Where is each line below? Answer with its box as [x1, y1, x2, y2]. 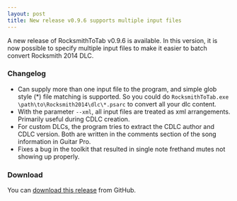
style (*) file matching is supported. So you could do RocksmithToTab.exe [17, 92, 229, 101]
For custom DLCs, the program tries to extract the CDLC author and [17, 122, 214, 130]
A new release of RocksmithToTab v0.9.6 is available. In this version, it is [7, 36, 218, 44]
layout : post [7, 10, 46, 18]
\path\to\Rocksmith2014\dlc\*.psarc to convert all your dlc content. [17, 99, 217, 108]
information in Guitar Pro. [17, 137, 91, 145]
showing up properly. [17, 152, 80, 161]
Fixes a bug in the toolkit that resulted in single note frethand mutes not [17, 145, 226, 153]
